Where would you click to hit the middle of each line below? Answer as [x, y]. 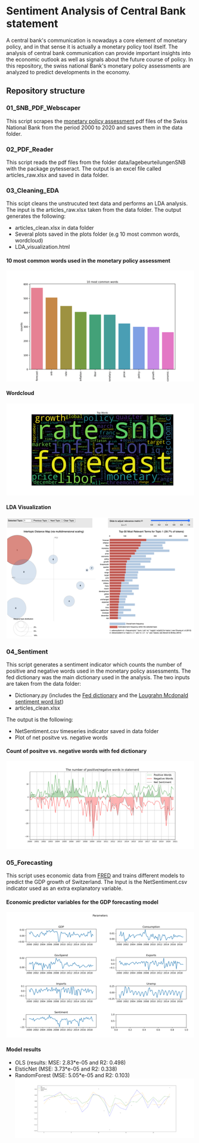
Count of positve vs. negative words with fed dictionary [77, 751]
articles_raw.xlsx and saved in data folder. [57, 175]
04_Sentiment [27, 652]
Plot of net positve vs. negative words [61, 737]
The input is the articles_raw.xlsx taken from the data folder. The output [94, 210]
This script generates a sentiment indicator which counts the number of [94, 664]
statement [32, 24]
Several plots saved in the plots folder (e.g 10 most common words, [97, 234]
